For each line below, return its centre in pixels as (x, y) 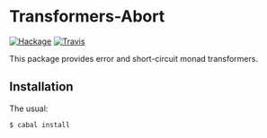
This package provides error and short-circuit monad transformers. (134, 58)
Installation (41, 87)
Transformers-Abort (87, 17)
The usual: (29, 108)
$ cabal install (40, 125)
